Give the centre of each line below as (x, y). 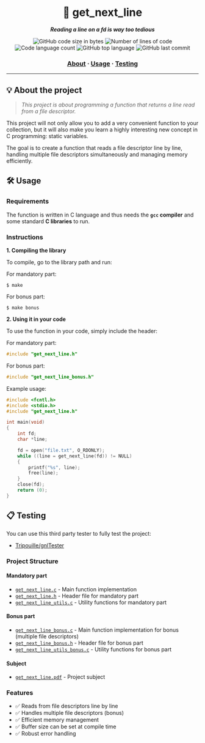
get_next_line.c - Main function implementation (76, 589)
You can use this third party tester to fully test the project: (79, 533)
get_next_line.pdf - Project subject (60, 677)
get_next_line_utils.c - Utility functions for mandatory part (91, 602)
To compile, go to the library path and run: (59, 262)
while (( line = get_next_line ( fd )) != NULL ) (75, 456)
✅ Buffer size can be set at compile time (66, 726)
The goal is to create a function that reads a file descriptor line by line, (95, 148)
